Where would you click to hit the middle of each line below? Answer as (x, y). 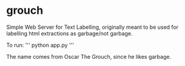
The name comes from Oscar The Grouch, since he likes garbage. (89, 56)
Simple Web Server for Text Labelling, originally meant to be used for (92, 27)
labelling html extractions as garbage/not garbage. (69, 33)
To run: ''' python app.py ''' (40, 45)
